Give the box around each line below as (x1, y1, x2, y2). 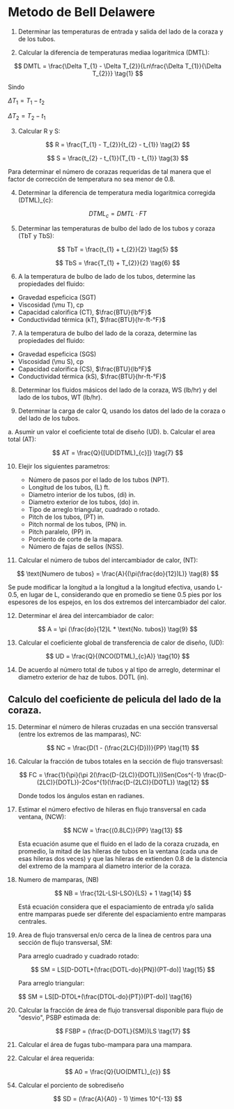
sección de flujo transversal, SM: (17, 939, 113, 947)
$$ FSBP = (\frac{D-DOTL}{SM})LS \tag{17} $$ (55, 1027, 191, 1036)
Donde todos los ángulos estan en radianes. (17, 792, 145, 800)
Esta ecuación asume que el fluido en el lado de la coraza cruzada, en (17, 839, 219, 849)
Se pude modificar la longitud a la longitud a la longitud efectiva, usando (8, 583, 215, 592)
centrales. (17, 918, 47, 926)
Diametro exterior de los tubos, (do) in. (28, 498, 140, 506)
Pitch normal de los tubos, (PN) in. (28, 520, 127, 529)
